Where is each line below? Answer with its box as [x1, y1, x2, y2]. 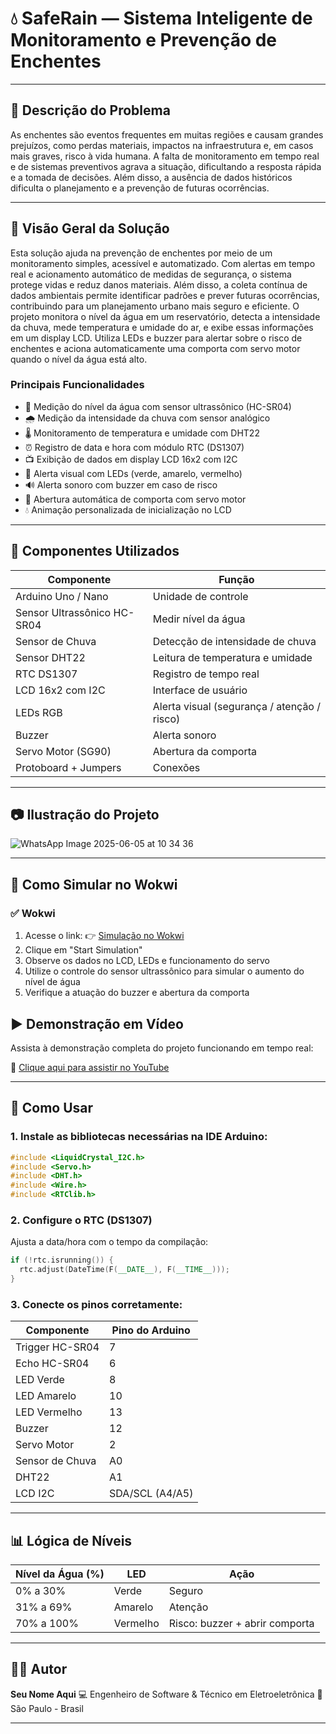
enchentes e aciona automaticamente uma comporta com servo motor [10, 342, 301, 354]
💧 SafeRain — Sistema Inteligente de [10, 7, 313, 30]
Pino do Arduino [111, 1323, 191, 1337]
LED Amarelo [15, 1389, 77, 1403]
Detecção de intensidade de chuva [152, 634, 317, 648]
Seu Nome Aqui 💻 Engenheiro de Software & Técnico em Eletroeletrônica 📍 [10, 1688, 323, 1700]
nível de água [24, 976, 81, 988]
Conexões [152, 760, 201, 774]
